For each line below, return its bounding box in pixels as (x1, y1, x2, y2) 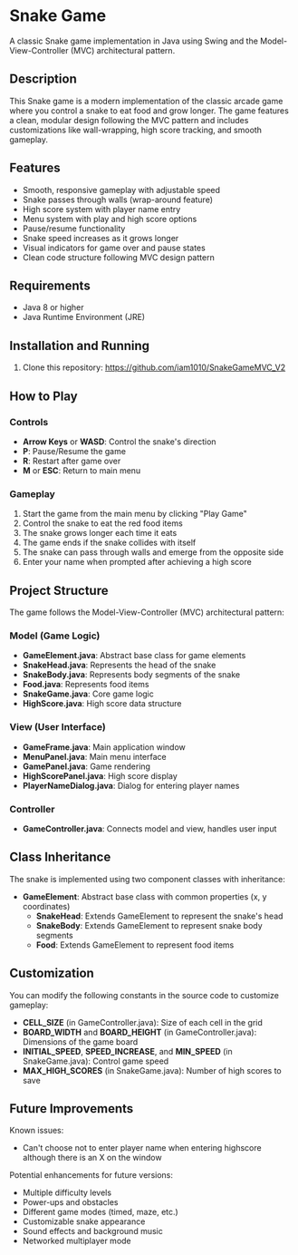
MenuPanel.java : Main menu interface (22, 751, 167, 762)
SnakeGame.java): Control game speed (22, 1056, 169, 1066)
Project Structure (9, 582, 109, 598)
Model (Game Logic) (9, 629, 101, 642)
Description (9, 72, 77, 87)
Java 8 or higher (22, 302, 84, 313)
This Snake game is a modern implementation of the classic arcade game (9, 95, 284, 106)
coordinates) (22, 900, 71, 911)
